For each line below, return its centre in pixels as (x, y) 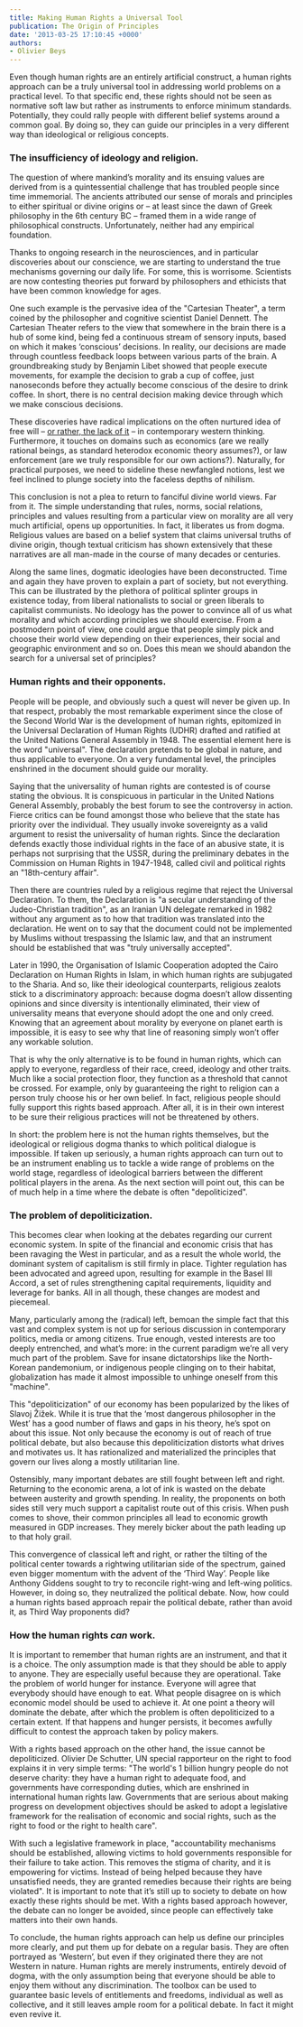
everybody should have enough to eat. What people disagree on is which (145, 1693)
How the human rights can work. (83, 1635)
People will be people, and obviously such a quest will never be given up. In (150, 702)
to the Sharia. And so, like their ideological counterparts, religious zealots (145, 984)
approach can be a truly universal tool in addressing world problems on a (145, 87)
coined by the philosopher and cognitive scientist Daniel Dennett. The (139, 318)
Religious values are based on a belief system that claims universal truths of (150, 535)
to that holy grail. (41, 1537)
